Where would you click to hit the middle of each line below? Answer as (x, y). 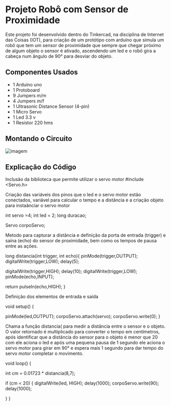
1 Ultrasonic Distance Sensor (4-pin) (51, 106)
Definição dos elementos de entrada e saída (52, 297)
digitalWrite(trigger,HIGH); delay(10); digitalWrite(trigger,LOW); (71, 272)
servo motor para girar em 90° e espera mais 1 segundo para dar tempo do (84, 348)
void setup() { (20, 307)
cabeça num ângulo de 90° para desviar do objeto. (59, 56)
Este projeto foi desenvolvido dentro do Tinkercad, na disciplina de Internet (84, 34)
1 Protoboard (26, 90)
